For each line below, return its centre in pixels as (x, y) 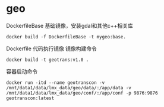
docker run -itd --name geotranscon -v (56, 82)
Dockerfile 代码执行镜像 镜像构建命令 (51, 48)
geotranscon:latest (30, 98)
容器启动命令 (22, 71)
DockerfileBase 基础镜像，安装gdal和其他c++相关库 (70, 25)
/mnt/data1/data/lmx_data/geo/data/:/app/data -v (69, 87)
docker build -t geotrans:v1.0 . (48, 60)
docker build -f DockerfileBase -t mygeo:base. (66, 37)
